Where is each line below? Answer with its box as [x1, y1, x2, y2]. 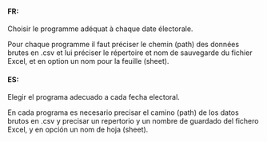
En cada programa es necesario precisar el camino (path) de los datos [7, 108, 239, 117]
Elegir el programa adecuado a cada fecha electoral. [7, 93, 181, 102]
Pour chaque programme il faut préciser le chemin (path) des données [7, 40, 240, 49]
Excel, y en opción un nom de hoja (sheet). [7, 124, 149, 135]
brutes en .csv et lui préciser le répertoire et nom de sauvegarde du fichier [7, 48, 253, 57]
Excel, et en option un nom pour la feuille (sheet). [7, 57, 169, 66]
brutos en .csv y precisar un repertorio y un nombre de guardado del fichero [7, 116, 259, 126]
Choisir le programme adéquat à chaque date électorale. [7, 24, 193, 34]
